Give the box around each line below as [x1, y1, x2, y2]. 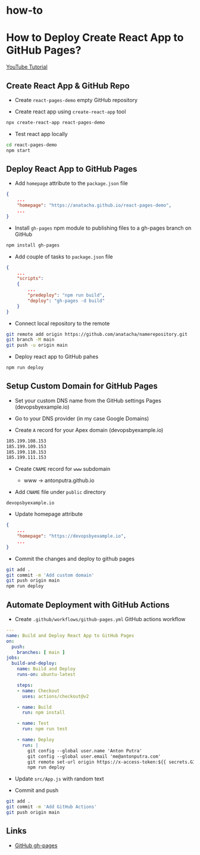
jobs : [6, 655, 20, 661]
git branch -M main [6, 337, 55, 343]
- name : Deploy [17, 737, 55, 743]
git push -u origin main [6, 342, 68, 348]
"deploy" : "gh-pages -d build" [27, 298, 105, 304]
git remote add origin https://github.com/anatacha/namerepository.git [6, 331, 187, 337]
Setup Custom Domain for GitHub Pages [6, 381, 158, 391]
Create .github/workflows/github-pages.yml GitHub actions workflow [14, 616, 186, 622]
